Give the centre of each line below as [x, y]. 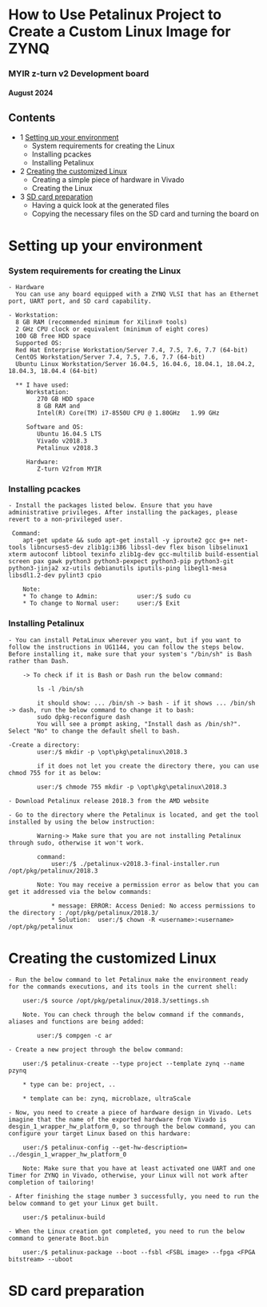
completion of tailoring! [51, 1182]
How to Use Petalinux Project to [115, 15]
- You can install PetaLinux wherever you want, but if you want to [125, 640]
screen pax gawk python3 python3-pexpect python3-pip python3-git [121, 562]
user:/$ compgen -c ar [75, 1035]
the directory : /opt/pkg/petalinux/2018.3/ [84, 912]
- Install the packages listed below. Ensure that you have [111, 506]
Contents [32, 118]
